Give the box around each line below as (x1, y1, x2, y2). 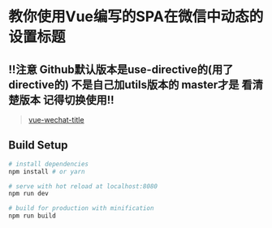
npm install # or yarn (8, 167, 85, 175)
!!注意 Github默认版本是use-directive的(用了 (8, 62, 234, 76)
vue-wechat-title (28, 115, 84, 124)
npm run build (8, 212, 57, 220)
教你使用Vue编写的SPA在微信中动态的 (8, 7, 264, 26)
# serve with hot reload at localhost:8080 (8, 182, 158, 191)
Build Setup (8, 139, 68, 153)
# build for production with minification (8, 204, 154, 213)
